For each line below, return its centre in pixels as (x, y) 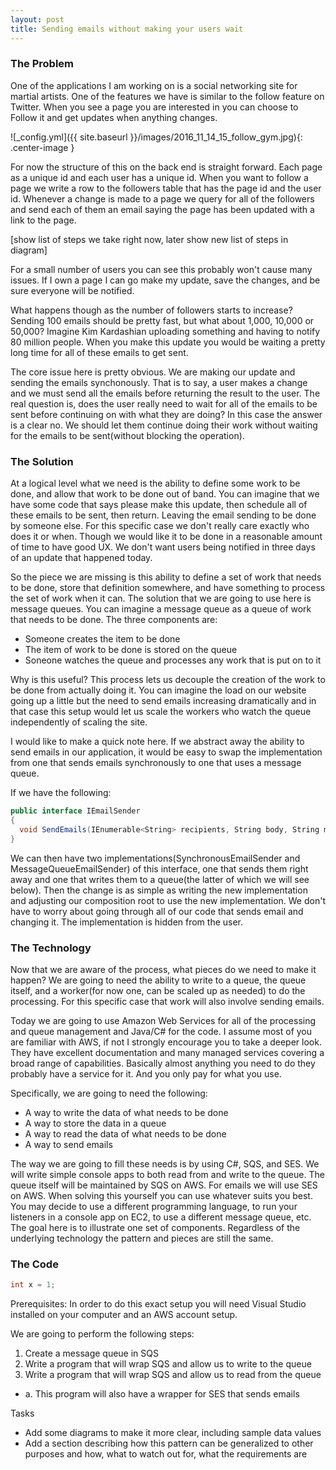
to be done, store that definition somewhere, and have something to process (168, 588)
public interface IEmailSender (75, 811)
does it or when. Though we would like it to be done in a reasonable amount (166, 537)
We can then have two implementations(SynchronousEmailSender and (155, 858)
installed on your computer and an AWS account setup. (124, 1315)
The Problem (42, 64)
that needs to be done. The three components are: (114, 620)
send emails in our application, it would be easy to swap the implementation (166, 752)
